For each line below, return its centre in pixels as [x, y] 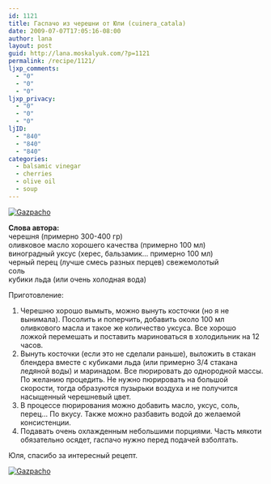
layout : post [30, 46]
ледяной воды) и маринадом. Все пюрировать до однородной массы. [142, 371]
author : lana [30, 38]
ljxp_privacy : [32, 99]
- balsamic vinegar [49, 167]
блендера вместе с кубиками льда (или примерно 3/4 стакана [129, 362]
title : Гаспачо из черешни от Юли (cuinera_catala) [97, 23]
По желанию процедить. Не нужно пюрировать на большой [124, 379]
